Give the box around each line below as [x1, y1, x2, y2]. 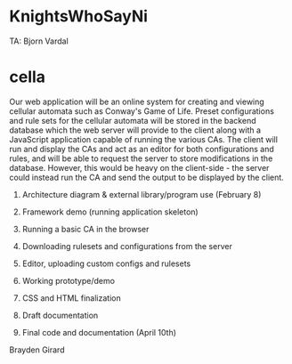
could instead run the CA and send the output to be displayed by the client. [9, 172, 285, 182]
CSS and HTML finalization [21, 292, 122, 303]
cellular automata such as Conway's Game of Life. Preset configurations [9, 105, 274, 117]
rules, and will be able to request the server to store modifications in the [9, 153, 273, 164]
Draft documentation [21, 310, 99, 320]
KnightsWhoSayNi [9, 6, 149, 27]
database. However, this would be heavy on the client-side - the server [9, 162, 270, 173]
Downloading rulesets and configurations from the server [21, 240, 233, 251]
